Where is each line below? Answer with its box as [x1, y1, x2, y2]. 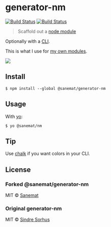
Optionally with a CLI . [5, 38, 50, 44]
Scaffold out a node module [17, 28, 76, 34]
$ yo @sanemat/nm [5, 123, 42, 129]
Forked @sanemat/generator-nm [5, 181, 89, 188]
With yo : [5, 113, 23, 119]
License [5, 165, 31, 174]
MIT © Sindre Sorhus [5, 216, 50, 223]
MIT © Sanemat [5, 192, 39, 198]
